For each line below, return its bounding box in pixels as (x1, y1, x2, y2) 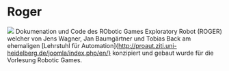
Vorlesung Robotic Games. (7, 55, 83, 64)
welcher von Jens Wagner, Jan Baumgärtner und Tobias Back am (7, 34, 191, 43)
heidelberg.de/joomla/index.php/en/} (7, 49, 111, 57)
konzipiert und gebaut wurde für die (112, 49, 214, 57)
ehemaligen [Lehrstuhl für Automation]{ (7, 41, 119, 49)
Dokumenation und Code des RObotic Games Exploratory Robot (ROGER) (15, 27, 222, 35)
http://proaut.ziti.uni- (118, 41, 177, 49)
